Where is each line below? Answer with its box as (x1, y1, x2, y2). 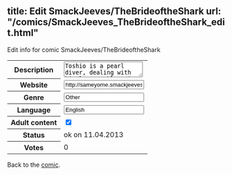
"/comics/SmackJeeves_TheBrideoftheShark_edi (7, 17, 225, 28)
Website (19, 80, 48, 90)
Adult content (10, 118, 57, 127)
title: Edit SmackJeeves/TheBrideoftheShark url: (7, 6, 222, 17)
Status (23, 131, 45, 140)
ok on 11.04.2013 (63, 130, 124, 140)
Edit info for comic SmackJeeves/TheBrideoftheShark (7, 45, 161, 54)
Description (14, 65, 54, 75)
